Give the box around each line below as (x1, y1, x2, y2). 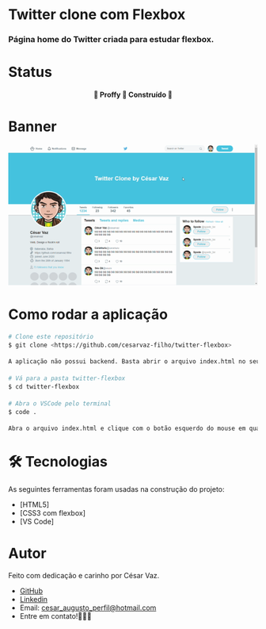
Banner (8, 117, 57, 136)
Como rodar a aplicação (8, 305, 169, 323)
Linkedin (19, 595, 48, 604)
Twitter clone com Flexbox (8, 6, 186, 24)
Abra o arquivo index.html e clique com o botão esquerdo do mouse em (8, 424, 246, 433)
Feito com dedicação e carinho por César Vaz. (8, 571, 160, 581)
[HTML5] (19, 500, 50, 509)
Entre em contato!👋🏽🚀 (19, 612, 93, 621)
